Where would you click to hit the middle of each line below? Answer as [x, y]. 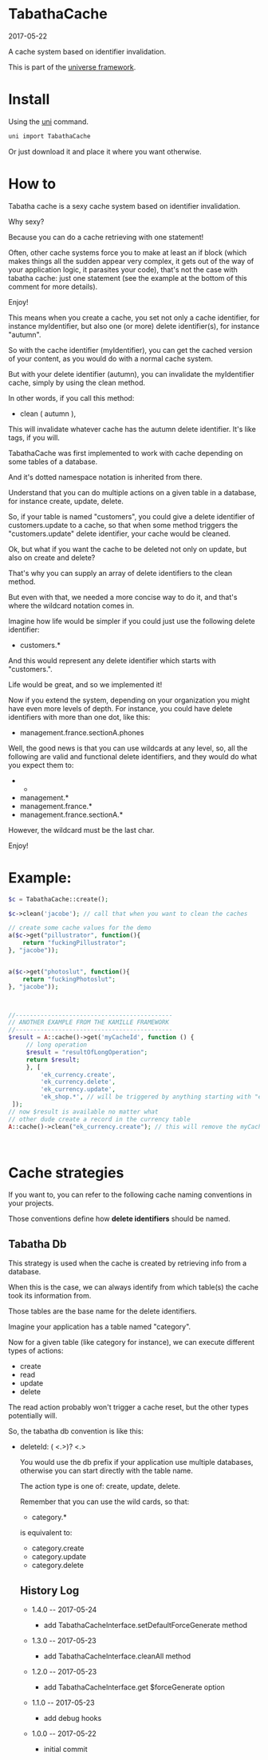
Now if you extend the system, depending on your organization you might [129, 700]
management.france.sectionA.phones [82, 732]
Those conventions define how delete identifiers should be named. [120, 1219]
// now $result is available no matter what [83, 1112]
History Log [49, 1590]
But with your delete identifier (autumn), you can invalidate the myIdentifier [131, 374]
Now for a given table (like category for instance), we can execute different [132, 1342]
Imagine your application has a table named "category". [100, 1327]
